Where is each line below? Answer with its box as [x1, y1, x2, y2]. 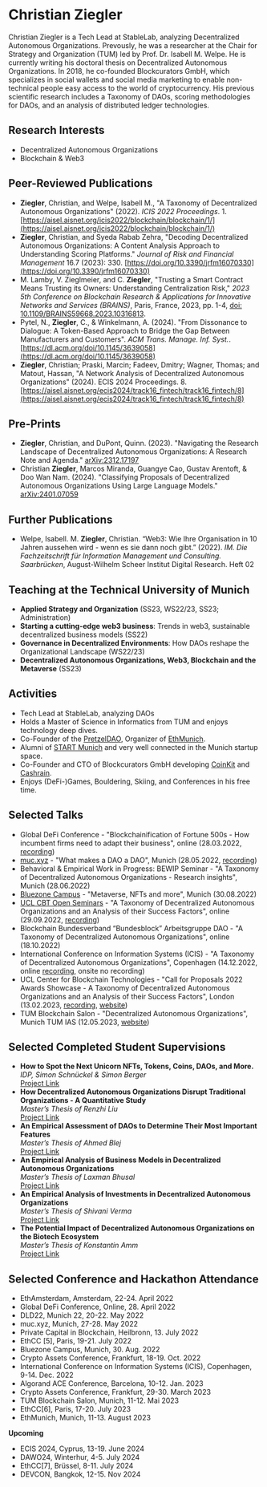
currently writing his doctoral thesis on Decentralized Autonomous [8, 58, 228, 67]
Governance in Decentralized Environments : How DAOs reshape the [19, 638, 250, 647]
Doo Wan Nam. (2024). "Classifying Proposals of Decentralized [19, 472, 230, 482]
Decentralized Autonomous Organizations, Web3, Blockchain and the [19, 655, 257, 665]
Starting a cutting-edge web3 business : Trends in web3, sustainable [19, 622, 250, 630]
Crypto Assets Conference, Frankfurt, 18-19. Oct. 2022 [19, 1353, 201, 1363]
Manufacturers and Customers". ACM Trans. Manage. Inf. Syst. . [19, 334, 231, 344]
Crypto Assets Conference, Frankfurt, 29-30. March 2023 [19, 1388, 211, 1397]
